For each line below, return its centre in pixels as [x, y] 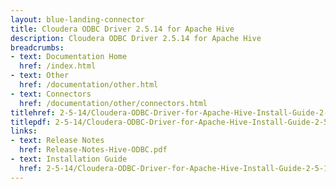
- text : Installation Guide [69, 159]
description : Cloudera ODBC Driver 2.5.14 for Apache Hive [136, 38]
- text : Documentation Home [69, 57]
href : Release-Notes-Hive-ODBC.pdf [93, 150]
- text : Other [40, 76]
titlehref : [33, 112]
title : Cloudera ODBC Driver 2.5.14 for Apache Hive [122, 29]
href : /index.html [58, 66]
